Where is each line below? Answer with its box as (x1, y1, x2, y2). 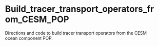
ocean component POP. (5, 35, 53, 41)
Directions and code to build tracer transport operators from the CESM (5, 30, 147, 36)
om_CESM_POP (5, 14, 69, 25)
